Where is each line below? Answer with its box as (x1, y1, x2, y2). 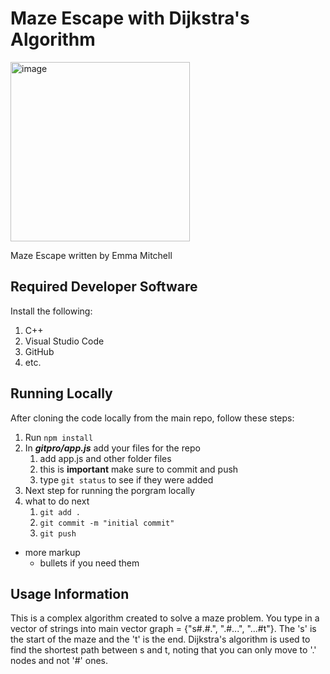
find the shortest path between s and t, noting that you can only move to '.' (10, 644, 317, 656)
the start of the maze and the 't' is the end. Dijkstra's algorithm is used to (10, 633, 311, 646)
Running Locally (10, 385, 113, 402)
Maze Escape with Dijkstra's (10, 7, 250, 30)
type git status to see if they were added (39, 473, 214, 486)
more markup (24, 546, 81, 558)
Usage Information (10, 585, 130, 602)
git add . (39, 507, 82, 517)
